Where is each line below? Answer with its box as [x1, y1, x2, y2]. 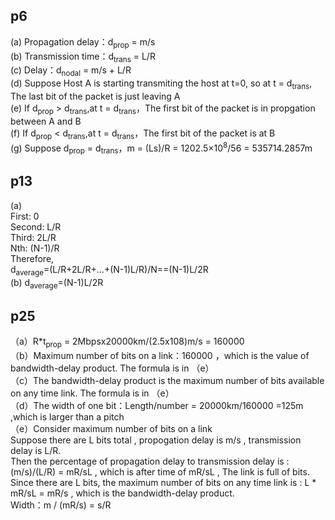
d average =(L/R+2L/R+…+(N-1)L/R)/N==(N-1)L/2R [10, 263, 209, 278]
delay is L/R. [10, 445, 62, 457]
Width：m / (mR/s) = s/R [10, 499, 112, 511]
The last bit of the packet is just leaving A [10, 90, 181, 102]
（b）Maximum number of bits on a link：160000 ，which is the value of [10, 350, 310, 362]
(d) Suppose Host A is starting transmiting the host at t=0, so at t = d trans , [10, 77, 313, 91]
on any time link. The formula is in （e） [10, 387, 175, 399]
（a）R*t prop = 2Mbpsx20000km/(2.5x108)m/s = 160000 [10, 335, 245, 350]
